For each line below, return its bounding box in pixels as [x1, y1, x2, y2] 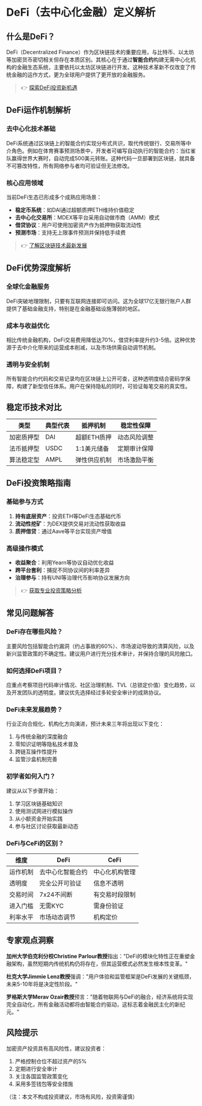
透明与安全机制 [6, 360, 50, 368]
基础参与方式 [6, 498, 44, 506]
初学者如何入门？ [6, 772, 56, 781]
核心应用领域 [6, 178, 44, 187]
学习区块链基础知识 [14, 800, 63, 807]
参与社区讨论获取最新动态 [14, 822, 79, 829]
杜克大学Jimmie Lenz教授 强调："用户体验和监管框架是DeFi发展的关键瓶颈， [6, 973, 195, 980]
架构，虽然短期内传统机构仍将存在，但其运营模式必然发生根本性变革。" [11, 960, 188, 967]
